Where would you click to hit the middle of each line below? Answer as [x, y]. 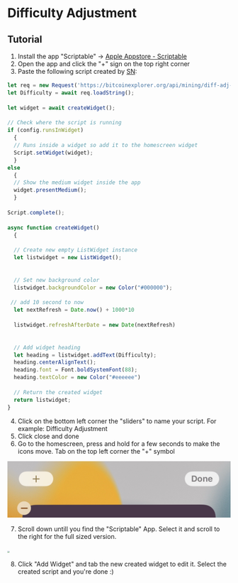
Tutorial [25, 39]
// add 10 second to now [47, 303]
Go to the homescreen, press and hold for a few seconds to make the [119, 443]
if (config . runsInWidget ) [45, 130]
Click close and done [48, 436]
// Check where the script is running [64, 123]
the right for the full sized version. [67, 537]
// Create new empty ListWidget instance [76, 250]
